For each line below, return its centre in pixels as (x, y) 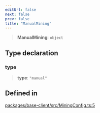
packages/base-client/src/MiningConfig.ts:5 (50, 105)
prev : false (17, 19)
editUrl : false (21, 10)
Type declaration (32, 53)
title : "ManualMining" (28, 23)
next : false (17, 14)
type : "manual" (32, 77)
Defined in (21, 94)
